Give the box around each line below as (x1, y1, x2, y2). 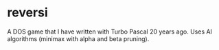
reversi (7, 5, 48, 21)
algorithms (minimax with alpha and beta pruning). (7, 34, 150, 42)
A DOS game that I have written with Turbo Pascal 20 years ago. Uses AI (7, 27, 213, 36)
